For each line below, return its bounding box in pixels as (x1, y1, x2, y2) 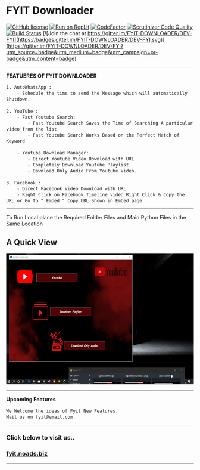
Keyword (6, 138, 26, 144)
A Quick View (6, 237, 58, 248)
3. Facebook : (6, 180, 42, 185)
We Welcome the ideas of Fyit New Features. (6, 408, 118, 414)
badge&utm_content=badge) (6, 55, 77, 62)
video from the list (6, 126, 58, 132)
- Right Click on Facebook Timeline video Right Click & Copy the (17, 191, 185, 197)
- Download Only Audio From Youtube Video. (27, 168, 137, 174)
